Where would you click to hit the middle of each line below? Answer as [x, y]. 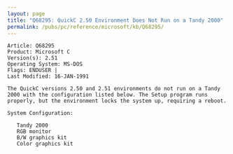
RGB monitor [34, 132]
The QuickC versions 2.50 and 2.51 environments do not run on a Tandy [114, 89]
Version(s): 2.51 [33, 58]
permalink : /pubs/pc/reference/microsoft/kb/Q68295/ [86, 27]
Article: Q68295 [31, 46]
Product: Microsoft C [39, 52]
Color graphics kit [45, 144]
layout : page [26, 14]
